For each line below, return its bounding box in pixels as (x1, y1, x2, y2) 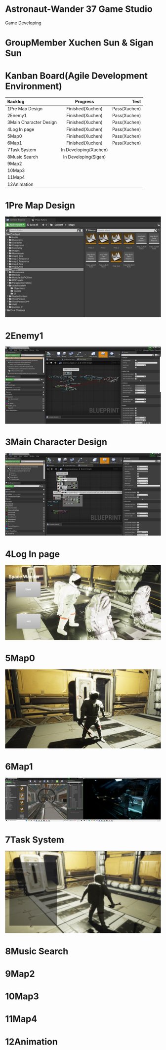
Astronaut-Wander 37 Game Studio (5, 3, 153, 15)
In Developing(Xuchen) (61, 147, 108, 153)
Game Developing (5, 20, 42, 26)
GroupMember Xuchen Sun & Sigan (5, 37, 154, 48)
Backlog (7, 98, 25, 104)
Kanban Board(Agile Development (5, 70, 148, 82)
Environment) (5, 81, 63, 92)
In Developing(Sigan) (63, 154, 106, 160)
